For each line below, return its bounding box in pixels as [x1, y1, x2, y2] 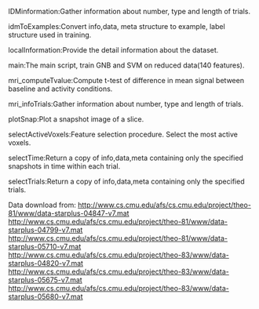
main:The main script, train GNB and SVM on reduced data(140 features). [8, 60, 245, 70]
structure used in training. [8, 31, 92, 39]
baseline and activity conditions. [8, 84, 113, 93]
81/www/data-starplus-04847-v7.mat [8, 209, 129, 218]
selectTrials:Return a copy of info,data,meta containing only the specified [8, 176, 245, 186]
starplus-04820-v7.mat [8, 259, 84, 267]
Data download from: [8, 200, 77, 209]
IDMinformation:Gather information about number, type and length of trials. [8, 7, 251, 16]
